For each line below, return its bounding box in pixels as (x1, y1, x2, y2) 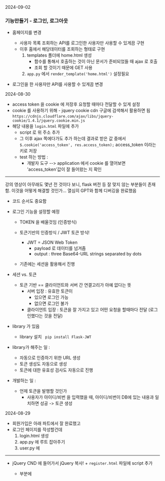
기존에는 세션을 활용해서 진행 (19, 261, 75, 267)
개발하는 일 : (12, 377, 36, 384)
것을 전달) (44, 313, 63, 319)
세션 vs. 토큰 (12, 271, 37, 278)
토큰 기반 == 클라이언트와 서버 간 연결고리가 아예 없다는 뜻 (19, 282, 132, 288)
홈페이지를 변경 (12, 30, 42, 36)
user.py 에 (19, 445, 40, 451)
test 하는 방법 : (19, 154, 48, 160)
